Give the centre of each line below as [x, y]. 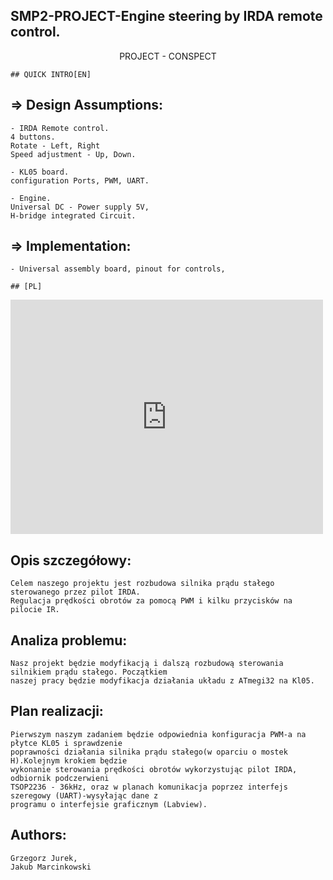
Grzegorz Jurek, [44, 858]
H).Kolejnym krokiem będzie [69, 760]
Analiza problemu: [69, 640]
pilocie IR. [35, 610]
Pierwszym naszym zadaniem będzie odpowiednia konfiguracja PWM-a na [158, 734]
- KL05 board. [40, 172]
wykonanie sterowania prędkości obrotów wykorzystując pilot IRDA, [154, 769]
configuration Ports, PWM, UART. [80, 180]
